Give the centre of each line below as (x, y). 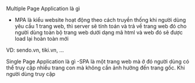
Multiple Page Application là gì (43, 9)
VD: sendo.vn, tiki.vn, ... (35, 50)
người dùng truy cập (31, 74)
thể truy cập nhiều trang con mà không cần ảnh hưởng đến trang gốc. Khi (95, 68)
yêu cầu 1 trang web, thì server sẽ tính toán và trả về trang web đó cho (101, 26)
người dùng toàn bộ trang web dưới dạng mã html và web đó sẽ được (99, 32)
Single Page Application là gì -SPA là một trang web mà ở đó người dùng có (98, 62)
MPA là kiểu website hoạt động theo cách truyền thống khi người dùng (100, 20)
